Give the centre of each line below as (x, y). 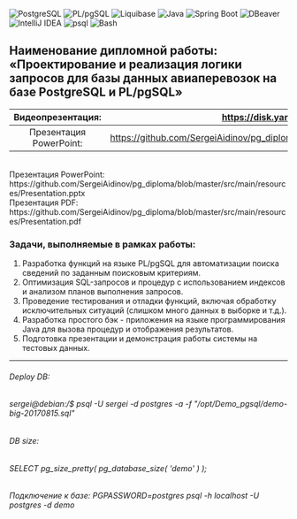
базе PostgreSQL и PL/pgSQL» (96, 92)
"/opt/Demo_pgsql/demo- (241, 404)
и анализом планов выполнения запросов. (103, 292)
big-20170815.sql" (42, 413)
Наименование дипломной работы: (114, 51)
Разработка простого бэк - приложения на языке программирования (153, 320)
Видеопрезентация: (57, 117)
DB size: (24, 440)
